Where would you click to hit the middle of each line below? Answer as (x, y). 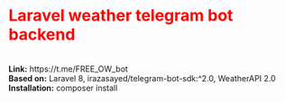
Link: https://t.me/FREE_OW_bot (68, 69)
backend (42, 34)
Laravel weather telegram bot (121, 16)
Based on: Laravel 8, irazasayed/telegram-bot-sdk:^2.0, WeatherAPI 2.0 (142, 78)
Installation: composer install (63, 88)
